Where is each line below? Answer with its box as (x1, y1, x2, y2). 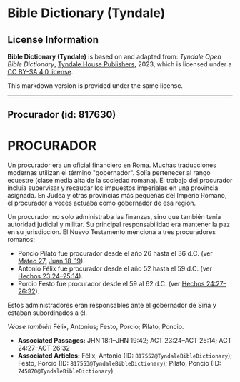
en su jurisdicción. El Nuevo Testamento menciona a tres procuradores (7, 228, 216, 236)
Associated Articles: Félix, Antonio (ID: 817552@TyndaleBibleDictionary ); (17, 351, 233, 360)
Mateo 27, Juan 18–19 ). (17, 257, 86, 266)
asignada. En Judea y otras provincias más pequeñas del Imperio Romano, (7, 191, 227, 200)
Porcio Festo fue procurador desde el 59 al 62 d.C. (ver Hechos (17, 280, 205, 288)
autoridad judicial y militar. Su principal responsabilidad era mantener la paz (7, 220, 231, 229)
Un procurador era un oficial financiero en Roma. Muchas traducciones (7, 161, 216, 169)
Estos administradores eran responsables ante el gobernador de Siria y (7, 301, 216, 310)
